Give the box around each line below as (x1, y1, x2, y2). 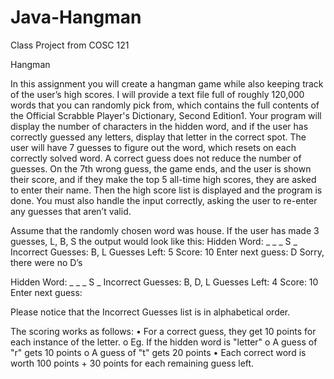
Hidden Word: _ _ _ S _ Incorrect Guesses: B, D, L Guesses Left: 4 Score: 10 (10, 276, 319, 288)
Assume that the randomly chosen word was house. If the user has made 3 (10, 224, 320, 236)
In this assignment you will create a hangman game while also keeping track (10, 77, 324, 90)
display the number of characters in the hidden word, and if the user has (10, 120, 309, 132)
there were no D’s (10, 256, 83, 268)
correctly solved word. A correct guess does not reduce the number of (10, 152, 302, 164)
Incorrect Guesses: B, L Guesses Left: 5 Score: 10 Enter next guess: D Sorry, (10, 246, 325, 258)
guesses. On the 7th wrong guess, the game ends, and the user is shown (10, 162, 312, 175)
